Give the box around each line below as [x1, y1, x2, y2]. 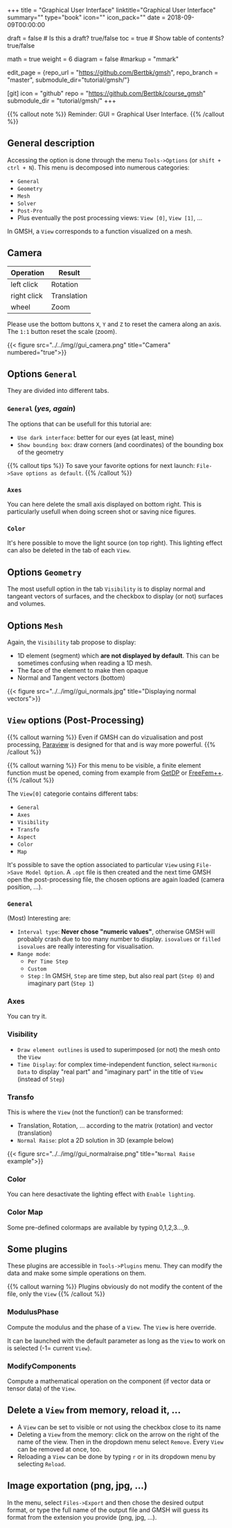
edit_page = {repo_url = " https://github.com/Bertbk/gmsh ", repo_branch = [7, 69, 219, 76]
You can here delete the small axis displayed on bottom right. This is [7, 500, 202, 509]
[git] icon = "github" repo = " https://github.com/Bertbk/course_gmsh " [7, 90, 206, 97]
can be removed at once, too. [17, 1445, 102, 1453]
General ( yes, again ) [7, 404, 76, 414]
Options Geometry [7, 566, 82, 578]
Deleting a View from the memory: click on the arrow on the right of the [17, 1430, 220, 1438]
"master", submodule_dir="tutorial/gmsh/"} [7, 76, 130, 84]
